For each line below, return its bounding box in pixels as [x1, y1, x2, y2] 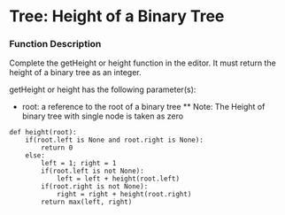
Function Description [9, 38, 102, 50]
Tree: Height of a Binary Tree [9, 6, 225, 27]
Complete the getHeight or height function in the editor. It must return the [9, 58, 276, 68]
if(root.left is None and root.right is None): [25, 135, 204, 145]
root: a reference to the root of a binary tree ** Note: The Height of [21, 102, 266, 112]
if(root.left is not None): [41, 166, 144, 176]
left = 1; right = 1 [41, 159, 117, 168]
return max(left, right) [41, 197, 133, 207]
